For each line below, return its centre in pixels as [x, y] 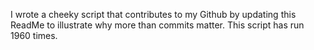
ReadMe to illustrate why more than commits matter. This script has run [157, 25]
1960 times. [34, 35]
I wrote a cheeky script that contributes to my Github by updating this [153, 14]
